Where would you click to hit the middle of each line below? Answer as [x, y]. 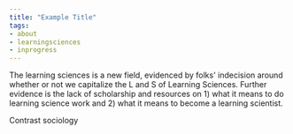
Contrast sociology [44, 121]
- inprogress [33, 50]
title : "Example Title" [53, 17]
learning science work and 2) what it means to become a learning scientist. [146, 103]
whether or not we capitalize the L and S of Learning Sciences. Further [138, 85]
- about [23, 33]
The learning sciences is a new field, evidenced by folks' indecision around [146, 75]
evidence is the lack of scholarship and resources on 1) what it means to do [147, 94]
